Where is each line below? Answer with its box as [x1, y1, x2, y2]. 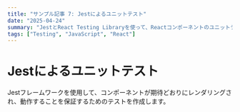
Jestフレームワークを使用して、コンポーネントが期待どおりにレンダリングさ [7, 88, 232, 97]
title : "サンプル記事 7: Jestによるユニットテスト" [7, 10, 147, 18]
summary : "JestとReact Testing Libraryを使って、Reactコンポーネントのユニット [7, 24, 231, 31]
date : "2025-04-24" [7, 17, 66, 24]
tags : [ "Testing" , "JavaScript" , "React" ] [7, 30, 136, 38]
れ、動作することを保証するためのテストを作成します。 [7, 97, 170, 106]
